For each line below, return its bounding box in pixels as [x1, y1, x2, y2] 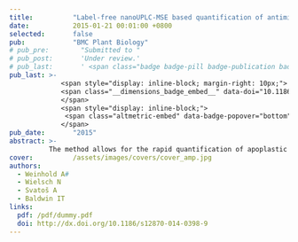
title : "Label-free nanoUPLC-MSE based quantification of [9, 12, 264, 22]
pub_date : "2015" [9, 129, 98, 137]
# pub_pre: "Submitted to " [9, 46, 141, 55]
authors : [9, 161, 42, 170]
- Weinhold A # [17, 169, 69, 178]
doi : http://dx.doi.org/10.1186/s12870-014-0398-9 [17, 219, 208, 228]
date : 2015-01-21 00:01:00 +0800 [9, 21, 173, 30]
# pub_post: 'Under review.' [9, 54, 141, 63]
